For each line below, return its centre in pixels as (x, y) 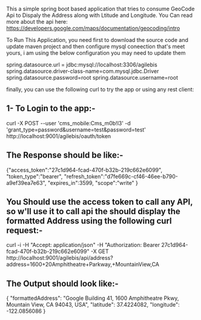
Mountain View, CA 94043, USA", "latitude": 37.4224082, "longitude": (93, 305)
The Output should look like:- (63, 283)
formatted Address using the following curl (89, 221)
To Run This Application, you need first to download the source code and (97, 40)
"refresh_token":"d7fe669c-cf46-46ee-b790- (121, 176)
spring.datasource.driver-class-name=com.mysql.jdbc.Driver (83, 71)
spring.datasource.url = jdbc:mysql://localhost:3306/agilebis (82, 64)
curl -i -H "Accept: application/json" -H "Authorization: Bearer (83, 245)
